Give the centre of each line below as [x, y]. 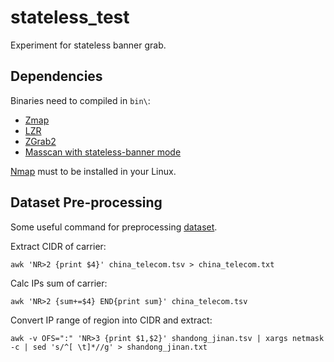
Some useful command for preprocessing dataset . [114, 227]
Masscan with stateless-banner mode [103, 152]
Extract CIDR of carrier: [58, 246]
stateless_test [70, 17]
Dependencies [56, 76]
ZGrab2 [40, 141]
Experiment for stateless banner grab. [88, 45]
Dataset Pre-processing [86, 202]
